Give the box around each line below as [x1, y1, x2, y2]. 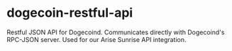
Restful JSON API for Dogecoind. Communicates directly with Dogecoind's [6, 28, 225, 36]
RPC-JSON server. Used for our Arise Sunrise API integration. [6, 35, 187, 43]
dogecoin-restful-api [6, 5, 133, 21]
